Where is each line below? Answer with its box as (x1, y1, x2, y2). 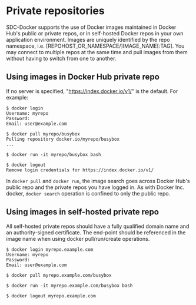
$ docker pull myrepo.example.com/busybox (6, 272, 112, 278)
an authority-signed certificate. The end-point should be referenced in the (6, 228, 186, 236)
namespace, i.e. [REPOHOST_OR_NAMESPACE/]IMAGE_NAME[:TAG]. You (6, 42, 185, 49)
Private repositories (6, 4, 105, 18)
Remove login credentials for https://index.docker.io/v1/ (6, 167, 154, 173)
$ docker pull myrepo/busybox (6, 131, 81, 137)
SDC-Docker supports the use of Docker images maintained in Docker (6, 24, 177, 31)
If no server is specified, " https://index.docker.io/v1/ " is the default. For (6, 87, 178, 95)
